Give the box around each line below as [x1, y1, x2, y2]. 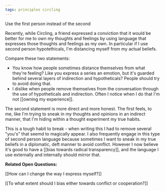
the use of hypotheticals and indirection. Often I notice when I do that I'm [12, 91, 160, 97]
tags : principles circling [5, 7, 60, 12]
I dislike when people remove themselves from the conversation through [12, 85, 159, 91]
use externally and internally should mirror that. [5, 152, 101, 158]
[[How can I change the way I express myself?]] [5, 170, 102, 177]
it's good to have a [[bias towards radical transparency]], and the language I [5, 146, 159, 152]
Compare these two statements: [5, 55, 70, 61]
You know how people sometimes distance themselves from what [12, 65, 145, 71]
